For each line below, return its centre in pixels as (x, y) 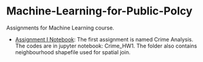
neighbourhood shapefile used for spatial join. (73, 52)
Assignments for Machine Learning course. (60, 28)
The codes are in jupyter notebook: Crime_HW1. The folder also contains (106, 46)
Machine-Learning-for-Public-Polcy (99, 11)
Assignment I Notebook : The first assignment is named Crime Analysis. (104, 39)
